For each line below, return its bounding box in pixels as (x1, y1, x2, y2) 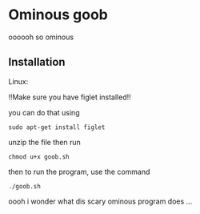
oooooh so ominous (8, 32, 74, 42)
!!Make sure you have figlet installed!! (8, 92, 132, 102)
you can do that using (8, 107, 80, 117)
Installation (8, 55, 66, 69)
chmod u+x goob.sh (8, 152, 70, 161)
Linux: (8, 76, 29, 86)
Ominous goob (8, 6, 108, 24)
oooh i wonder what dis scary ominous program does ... (8, 196, 193, 206)
